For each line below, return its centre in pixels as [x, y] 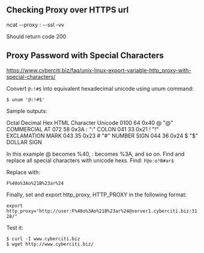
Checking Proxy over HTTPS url [68, 10]
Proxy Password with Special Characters [85, 56]
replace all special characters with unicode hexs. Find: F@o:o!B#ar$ [90, 160]
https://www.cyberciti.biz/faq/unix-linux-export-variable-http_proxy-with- [99, 70]
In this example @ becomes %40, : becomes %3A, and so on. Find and [95, 154]
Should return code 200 [36, 36]
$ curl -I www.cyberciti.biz [43, 239]
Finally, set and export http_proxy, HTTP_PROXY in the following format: [97, 195]
